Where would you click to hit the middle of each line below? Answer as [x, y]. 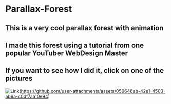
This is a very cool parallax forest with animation [84, 28]
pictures [19, 79]
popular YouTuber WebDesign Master [67, 53]
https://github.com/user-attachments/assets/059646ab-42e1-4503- [93, 91]
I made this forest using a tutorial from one [75, 45]
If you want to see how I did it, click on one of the [85, 70]
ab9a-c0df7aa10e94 [27, 96]
